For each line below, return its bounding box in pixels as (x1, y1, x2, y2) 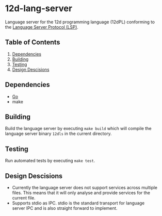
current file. (12, 195, 35, 200)
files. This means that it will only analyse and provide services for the (12, 190, 150, 196)
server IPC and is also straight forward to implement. (12, 205, 118, 211)
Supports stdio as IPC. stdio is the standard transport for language (12, 200, 145, 206)
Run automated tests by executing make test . (5, 158, 96, 164)
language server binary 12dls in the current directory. (5, 131, 112, 136)
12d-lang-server (5, 3, 73, 14)
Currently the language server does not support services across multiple (12, 185, 158, 190)
